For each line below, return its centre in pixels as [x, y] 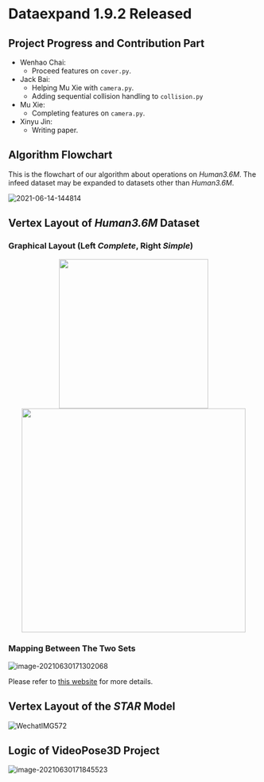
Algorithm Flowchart [60, 155]
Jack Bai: [35, 79]
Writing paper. [55, 130]
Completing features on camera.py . [88, 113]
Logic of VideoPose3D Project [84, 751]
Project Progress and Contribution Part [107, 43]
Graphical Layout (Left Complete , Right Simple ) [101, 246]
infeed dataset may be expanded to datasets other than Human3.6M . [121, 182]
